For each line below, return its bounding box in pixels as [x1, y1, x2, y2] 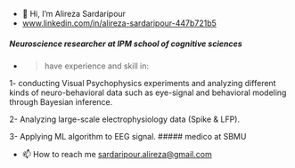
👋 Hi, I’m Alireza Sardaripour [21, 9, 127, 19]
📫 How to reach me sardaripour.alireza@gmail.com [21, 148, 212, 159]
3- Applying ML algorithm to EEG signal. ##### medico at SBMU [9, 131, 247, 141]
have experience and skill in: [44, 60, 150, 71]
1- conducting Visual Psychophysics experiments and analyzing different [9, 77, 276, 88]
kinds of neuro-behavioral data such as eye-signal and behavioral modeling [9, 87, 287, 98]
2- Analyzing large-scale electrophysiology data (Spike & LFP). [9, 114, 241, 124]
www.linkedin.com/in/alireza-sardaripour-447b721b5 [21, 18, 217, 28]
